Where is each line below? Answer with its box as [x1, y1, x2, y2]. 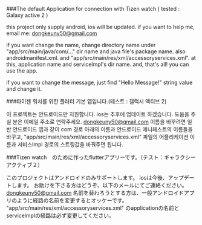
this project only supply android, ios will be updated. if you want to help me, [6, 24, 195, 30]
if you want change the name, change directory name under [6, 42, 156, 48]
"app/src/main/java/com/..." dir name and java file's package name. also [6, 48, 186, 55]
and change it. [6, 85, 42, 93]
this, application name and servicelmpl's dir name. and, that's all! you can [6, 60, 189, 68]
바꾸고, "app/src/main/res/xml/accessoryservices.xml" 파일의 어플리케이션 [6, 133, 189, 140]
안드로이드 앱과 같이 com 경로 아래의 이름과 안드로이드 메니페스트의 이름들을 [12, 126, 194, 132]
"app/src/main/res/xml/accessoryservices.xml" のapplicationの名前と [6, 204, 180, 211]
